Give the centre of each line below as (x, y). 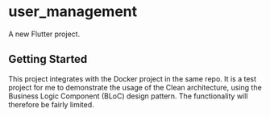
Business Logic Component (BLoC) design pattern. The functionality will (128, 96)
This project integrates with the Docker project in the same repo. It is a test (132, 78)
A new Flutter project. (44, 34)
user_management (73, 12)
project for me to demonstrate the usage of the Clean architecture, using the (135, 87)
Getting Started (48, 59)
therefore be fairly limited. (51, 104)
